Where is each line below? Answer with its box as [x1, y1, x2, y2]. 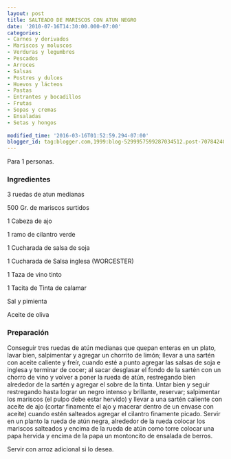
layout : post [7, 10, 45, 17]
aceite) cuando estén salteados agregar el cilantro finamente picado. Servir [7, 409, 221, 418]
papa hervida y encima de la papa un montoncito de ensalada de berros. [7, 431, 213, 440]
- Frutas [7, 100, 32, 107]
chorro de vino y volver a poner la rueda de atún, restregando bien [7, 373, 196, 381]
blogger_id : [7, 139, 41, 146]
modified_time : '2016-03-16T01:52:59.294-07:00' [7, 132, 149, 139]
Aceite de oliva [7, 311, 49, 319]
